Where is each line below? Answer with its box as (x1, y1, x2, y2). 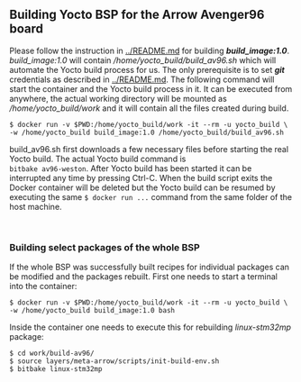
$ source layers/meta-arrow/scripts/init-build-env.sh (9, 357, 220, 366)
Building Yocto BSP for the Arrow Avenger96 (9, 7, 265, 23)
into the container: (9, 281, 78, 292)
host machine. (9, 201, 62, 212)
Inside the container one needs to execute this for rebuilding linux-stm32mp (9, 322, 291, 332)
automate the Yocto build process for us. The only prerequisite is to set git (9, 64, 286, 75)
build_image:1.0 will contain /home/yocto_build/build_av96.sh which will (9, 54, 277, 66)
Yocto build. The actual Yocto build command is (9, 153, 187, 164)
